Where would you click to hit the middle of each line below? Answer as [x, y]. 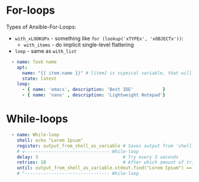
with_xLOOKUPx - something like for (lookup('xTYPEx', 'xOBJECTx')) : [99, 38]
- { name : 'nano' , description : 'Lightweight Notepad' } [94, 95]
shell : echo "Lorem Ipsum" [50, 140]
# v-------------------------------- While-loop [78, 151]
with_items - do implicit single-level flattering [79, 45]
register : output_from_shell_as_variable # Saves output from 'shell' [106, 146]
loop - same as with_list [46, 51]
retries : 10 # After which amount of [100, 162]
